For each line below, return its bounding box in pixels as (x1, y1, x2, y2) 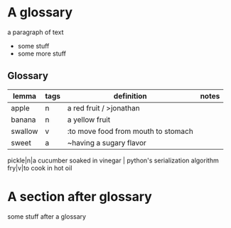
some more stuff (17, 49, 66, 58)
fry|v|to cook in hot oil (7, 163, 72, 172)
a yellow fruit (67, 115, 111, 125)
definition (113, 90, 147, 100)
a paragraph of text (7, 28, 64, 36)
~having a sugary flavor (67, 138, 147, 147)
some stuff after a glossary (7, 212, 87, 221)
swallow (11, 126, 38, 136)
